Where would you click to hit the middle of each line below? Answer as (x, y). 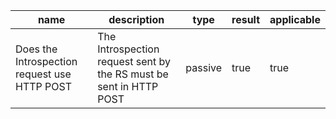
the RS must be (133, 74)
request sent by (134, 61)
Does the (36, 49)
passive (204, 67)
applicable (295, 19)
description (136, 19)
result (246, 19)
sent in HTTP (128, 86)
